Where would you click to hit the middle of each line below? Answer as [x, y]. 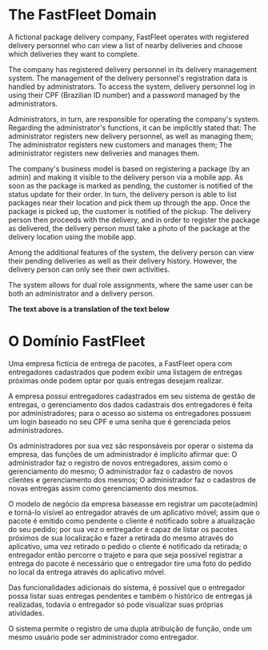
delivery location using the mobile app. [72, 236]
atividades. [26, 613]
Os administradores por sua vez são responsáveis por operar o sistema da [131, 446]
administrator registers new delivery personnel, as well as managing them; [131, 136]
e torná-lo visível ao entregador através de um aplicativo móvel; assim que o [134, 512]
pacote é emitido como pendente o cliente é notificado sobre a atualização [132, 521]
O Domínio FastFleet [77, 341]
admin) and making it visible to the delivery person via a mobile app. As [126, 177]
